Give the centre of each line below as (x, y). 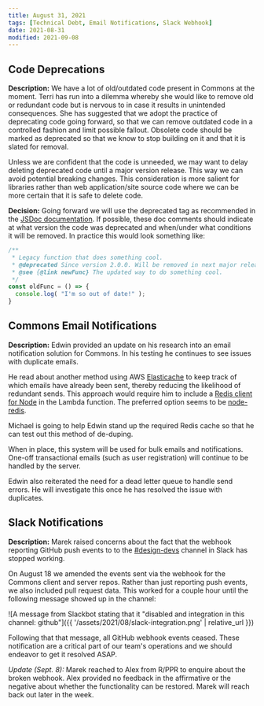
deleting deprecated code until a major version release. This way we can (126, 171)
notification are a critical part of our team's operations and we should (120, 645)
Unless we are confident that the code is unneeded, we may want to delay (128, 162)
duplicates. (26, 497)
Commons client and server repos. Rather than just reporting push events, (128, 582)
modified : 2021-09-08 (44, 37)
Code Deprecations (57, 69)
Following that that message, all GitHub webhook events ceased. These (124, 638)
